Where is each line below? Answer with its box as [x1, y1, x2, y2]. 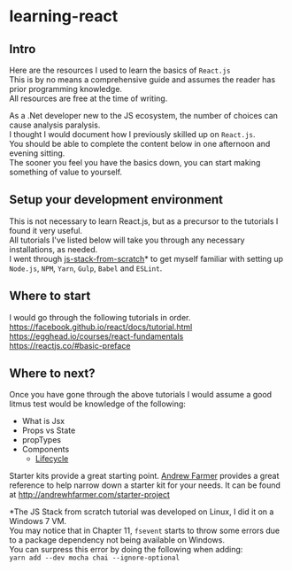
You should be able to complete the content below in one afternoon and [9, 139, 271, 149]
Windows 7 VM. [9, 516, 67, 527]
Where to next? [9, 366, 96, 382]
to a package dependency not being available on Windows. [9, 535, 226, 545]
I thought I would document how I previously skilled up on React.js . [9, 129, 256, 139]
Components [21, 444, 70, 455]
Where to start [9, 289, 91, 304]
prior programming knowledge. [9, 84, 122, 94]
